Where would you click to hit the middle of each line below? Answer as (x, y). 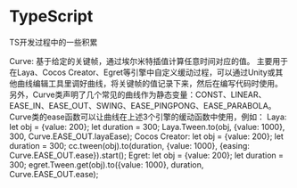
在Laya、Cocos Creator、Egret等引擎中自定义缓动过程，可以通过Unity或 (142, 72)
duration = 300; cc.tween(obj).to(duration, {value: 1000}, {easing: (129, 145)
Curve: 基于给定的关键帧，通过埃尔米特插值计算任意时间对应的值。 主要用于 (148, 61)
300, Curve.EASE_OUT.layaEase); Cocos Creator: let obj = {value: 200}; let (146, 136)
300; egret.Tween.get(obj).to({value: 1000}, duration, (107, 164)
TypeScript (51, 16)
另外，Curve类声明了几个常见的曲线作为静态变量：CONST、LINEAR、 (138, 94)
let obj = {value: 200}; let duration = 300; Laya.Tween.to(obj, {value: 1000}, (147, 127)
